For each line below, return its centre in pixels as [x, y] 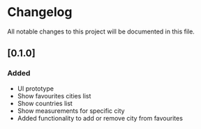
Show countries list [45, 103]
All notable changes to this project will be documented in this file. [101, 31]
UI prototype [36, 89]
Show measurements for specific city [71, 111]
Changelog [40, 12]
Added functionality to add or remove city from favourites [100, 118]
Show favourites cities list [54, 96]
